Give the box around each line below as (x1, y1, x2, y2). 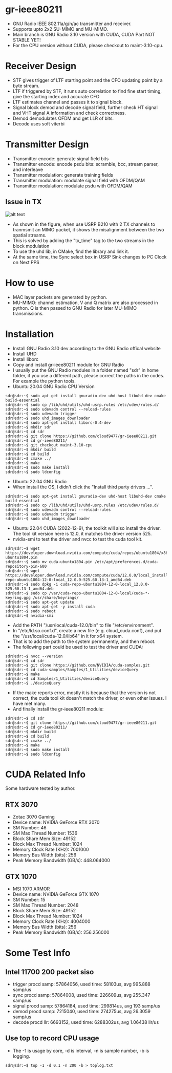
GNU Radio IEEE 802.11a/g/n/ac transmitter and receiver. (12, 20, 132, 27)
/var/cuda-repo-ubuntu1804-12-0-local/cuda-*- (49, 590, 150, 596)
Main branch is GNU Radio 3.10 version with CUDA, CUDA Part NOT (12, 31, 155, 37)
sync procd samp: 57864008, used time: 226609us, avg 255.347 (12, 992, 150, 998)
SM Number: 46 (12, 825, 47, 831)
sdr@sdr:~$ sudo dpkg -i (5, 582, 58, 587)
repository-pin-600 (5, 564, 47, 569)
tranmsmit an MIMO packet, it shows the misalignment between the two (12, 226, 164, 232)
